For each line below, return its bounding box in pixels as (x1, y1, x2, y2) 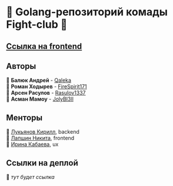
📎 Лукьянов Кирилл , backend (6, 128, 79, 135)
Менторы (6, 112, 43, 122)
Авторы (6, 61, 36, 71)
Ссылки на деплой (6, 158, 78, 168)
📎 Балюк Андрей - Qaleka (6, 77, 72, 84)
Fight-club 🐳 (6, 18, 68, 31)
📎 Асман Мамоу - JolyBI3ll (6, 95, 74, 102)
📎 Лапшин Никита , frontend (6, 135, 75, 142)
